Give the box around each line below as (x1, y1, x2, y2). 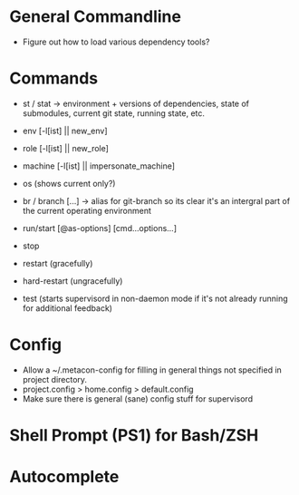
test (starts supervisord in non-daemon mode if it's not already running (22, 293, 288, 304)
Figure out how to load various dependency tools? (22, 36, 210, 47)
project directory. (22, 374, 88, 384)
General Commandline (9, 6, 181, 27)
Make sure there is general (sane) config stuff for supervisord (22, 393, 254, 404)
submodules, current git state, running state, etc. (22, 107, 206, 119)
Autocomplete (9, 467, 120, 487)
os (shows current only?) (22, 178, 116, 189)
